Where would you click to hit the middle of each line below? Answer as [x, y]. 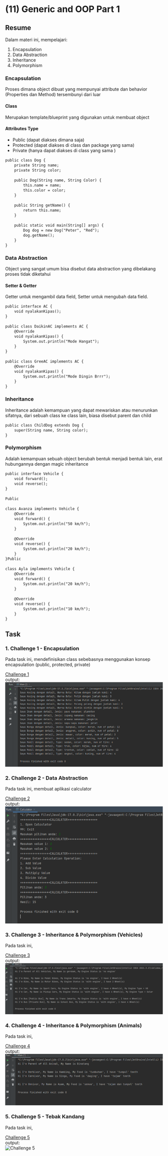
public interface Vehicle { [34, 474]
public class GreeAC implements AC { [44, 361]
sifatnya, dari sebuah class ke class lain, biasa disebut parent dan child [78, 415]
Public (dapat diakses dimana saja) [48, 140]
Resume [18, 28]
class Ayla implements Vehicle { [40, 569]
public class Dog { [25, 160]
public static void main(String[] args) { [59, 225]
